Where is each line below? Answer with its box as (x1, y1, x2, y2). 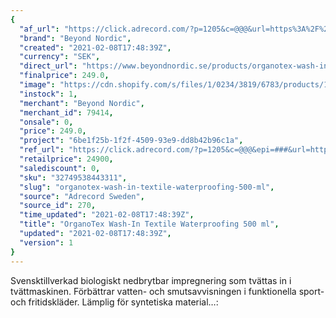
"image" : (19, 80, 56, 90)
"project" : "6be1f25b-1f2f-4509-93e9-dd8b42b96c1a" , (19, 136, 244, 146)
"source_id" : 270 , (19, 201, 97, 211)
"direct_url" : (19, 61, 78, 71)
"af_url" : (19, 24, 60, 34)
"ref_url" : (19, 145, 65, 155)
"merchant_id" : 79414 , (19, 107, 114, 118)
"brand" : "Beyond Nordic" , (19, 33, 132, 43)
